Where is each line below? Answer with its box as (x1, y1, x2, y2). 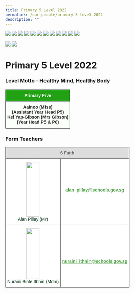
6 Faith (60, 150, 75, 156)
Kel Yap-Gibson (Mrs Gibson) (7, 114, 69, 120)
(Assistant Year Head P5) (12, 109, 64, 115)
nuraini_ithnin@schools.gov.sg (62, 259, 128, 264)
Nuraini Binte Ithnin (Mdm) (7, 279, 59, 285)
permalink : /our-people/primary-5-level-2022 (5, 12, 103, 17)
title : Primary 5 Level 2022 (5, 7, 67, 13)
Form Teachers (5, 135, 43, 142)
